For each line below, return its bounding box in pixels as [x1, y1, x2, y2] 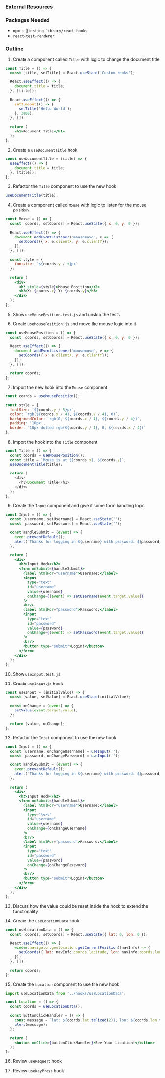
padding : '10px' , [10, 421, 46, 426]
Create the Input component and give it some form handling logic [12, 502, 145, 508]
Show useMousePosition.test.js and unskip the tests [12, 311, 120, 317]
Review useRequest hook [12, 1058, 62, 1064]
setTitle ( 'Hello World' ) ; [18, 106, 71, 111]
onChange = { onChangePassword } [27, 862, 87, 867]
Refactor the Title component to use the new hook [12, 184, 117, 189]
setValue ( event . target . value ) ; [14, 708, 78, 713]
